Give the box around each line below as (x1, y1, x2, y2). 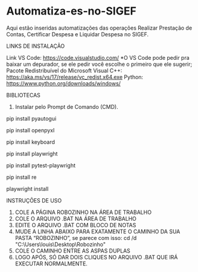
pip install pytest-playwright (6, 161, 76, 169)
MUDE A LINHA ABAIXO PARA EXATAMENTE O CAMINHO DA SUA (14, 228, 180, 235)
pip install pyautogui (6, 115, 57, 122)
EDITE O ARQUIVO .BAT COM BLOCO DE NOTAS (14, 221, 136, 228)
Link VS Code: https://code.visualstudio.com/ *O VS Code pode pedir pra (6, 54, 190, 61)
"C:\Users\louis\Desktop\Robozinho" (14, 241, 106, 248)
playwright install (6, 185, 49, 192)
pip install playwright (6, 150, 58, 157)
